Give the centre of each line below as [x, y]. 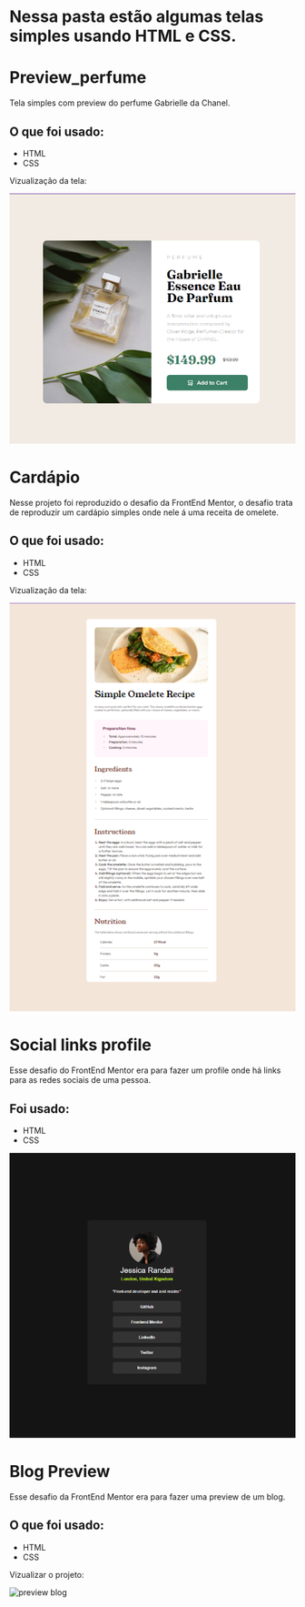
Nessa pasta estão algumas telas [137, 17]
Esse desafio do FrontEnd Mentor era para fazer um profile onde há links [145, 1070]
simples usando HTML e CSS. [123, 36]
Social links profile [80, 1045]
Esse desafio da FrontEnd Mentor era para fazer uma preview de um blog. [148, 1496]
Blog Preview [60, 1472]
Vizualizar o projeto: [47, 1574]
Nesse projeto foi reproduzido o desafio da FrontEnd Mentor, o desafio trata [151, 503]
